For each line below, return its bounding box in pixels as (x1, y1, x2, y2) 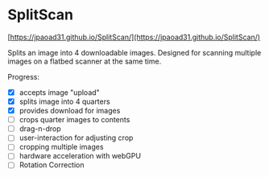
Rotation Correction (19, 160, 85, 170)
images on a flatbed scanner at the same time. (7, 56, 162, 66)
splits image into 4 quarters (19, 97, 110, 106)
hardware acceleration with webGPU (19, 151, 142, 161)
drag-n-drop (19, 124, 61, 134)
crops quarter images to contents (19, 115, 130, 125)
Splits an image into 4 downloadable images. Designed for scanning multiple (7, 47, 262, 57)
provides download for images (19, 106, 121, 116)
